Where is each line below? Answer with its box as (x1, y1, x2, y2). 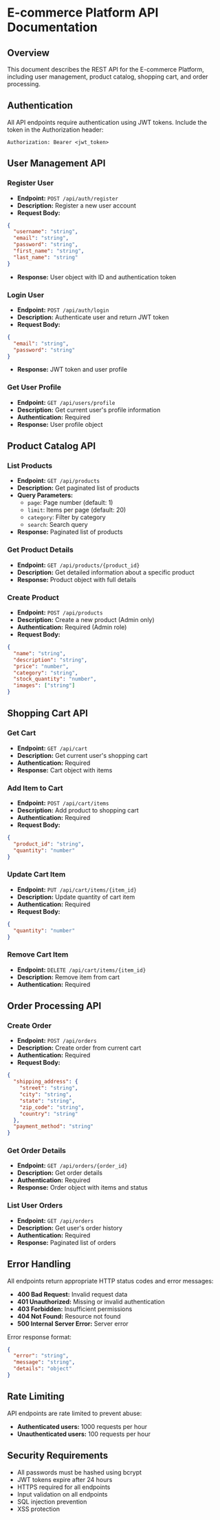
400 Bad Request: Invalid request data (16, 1290, 128, 1298)
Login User (7, 290, 45, 299)
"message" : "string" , (13, 1359, 76, 1366)
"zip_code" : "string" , (19, 1103, 85, 1111)
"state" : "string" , (19, 1097, 76, 1104)
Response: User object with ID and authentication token (16, 272, 177, 281)
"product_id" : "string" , (13, 840, 85, 848)
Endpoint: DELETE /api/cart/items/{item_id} (16, 966, 146, 974)
